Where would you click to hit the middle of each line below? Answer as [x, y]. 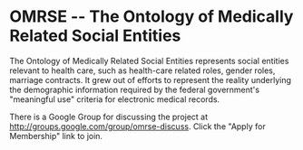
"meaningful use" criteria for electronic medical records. [115, 99]
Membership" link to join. [56, 136]
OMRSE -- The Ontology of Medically [151, 17]
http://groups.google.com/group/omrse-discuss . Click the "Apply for [137, 126]
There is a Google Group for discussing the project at [109, 117]
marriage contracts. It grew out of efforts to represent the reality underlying [151, 80]
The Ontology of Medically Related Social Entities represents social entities [149, 61]
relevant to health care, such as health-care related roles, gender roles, [142, 70]
